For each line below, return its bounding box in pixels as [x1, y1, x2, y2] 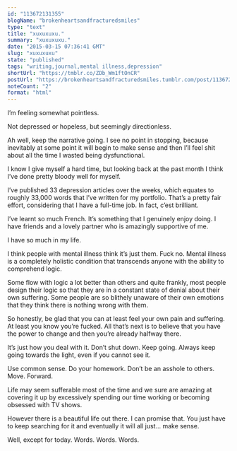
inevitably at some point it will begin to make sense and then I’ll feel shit [7, 143, 215, 152]
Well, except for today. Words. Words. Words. [7, 435, 140, 444]
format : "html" [7, 89, 52, 96]
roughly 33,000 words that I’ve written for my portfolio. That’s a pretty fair [7, 194, 221, 202]
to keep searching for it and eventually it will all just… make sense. [7, 422, 200, 430]
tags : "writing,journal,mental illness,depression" [7, 63, 162, 70]
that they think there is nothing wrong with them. [7, 301, 149, 310]
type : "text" [7, 23, 46, 30]
